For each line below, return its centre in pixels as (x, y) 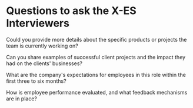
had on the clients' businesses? (44, 63)
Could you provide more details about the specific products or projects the (96, 39)
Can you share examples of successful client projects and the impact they (96, 57)
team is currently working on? (42, 46)
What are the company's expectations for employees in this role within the (96, 75)
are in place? (21, 99)
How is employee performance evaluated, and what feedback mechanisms (97, 92)
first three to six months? (36, 81)
